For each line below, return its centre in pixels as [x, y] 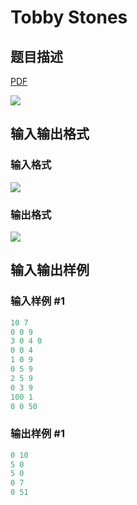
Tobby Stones [69, 17]
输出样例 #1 [37, 434]
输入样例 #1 [37, 301]
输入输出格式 [50, 134]
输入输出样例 [50, 270]
